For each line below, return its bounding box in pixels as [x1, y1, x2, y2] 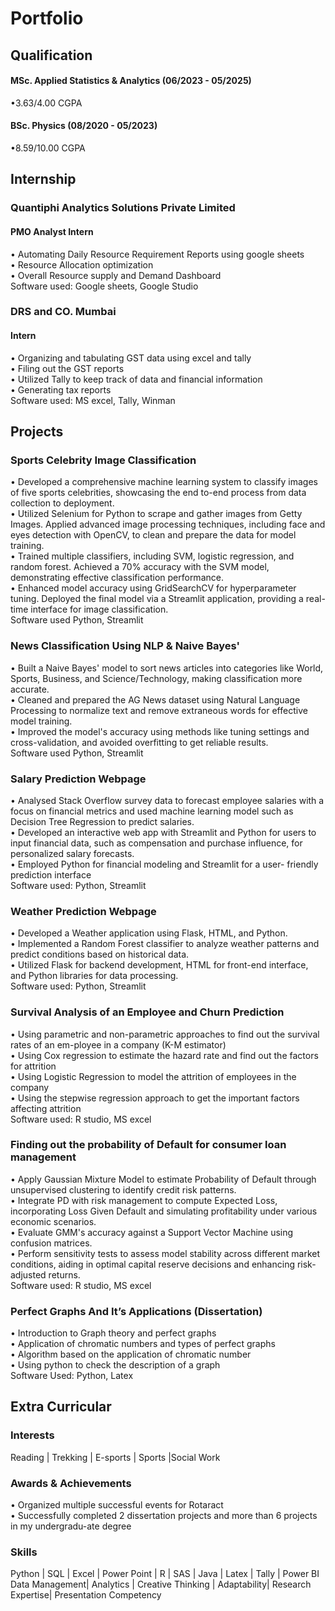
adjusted [10, 1268, 47, 1281]
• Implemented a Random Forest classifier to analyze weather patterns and [10, 938, 320, 950]
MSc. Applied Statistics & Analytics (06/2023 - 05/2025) [10, 75, 252, 87]
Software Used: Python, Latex [10, 1370, 134, 1382]
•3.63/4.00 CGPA [10, 97, 83, 109]
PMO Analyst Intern [10, 225, 94, 237]
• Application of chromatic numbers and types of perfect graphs [10, 1338, 276, 1350]
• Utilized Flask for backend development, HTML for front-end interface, [10, 959, 309, 971]
